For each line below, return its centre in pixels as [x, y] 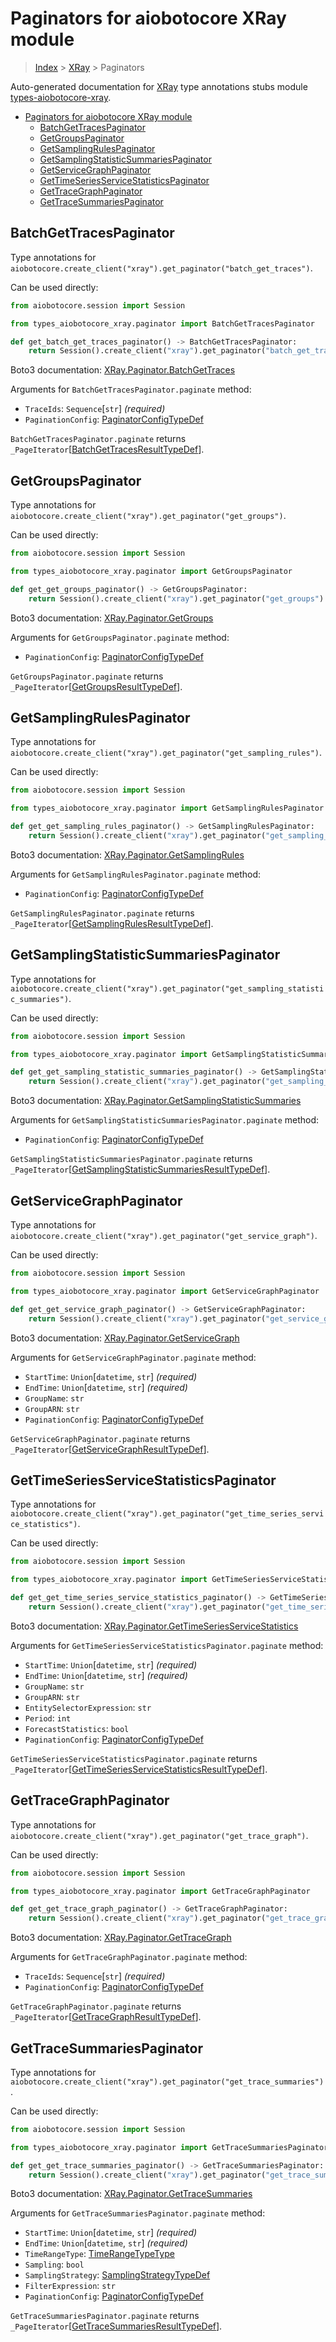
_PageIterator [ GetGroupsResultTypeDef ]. [96, 686]
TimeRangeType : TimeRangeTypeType [99, 2254]
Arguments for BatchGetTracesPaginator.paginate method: [131, 389]
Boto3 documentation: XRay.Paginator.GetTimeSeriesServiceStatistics [154, 1626]
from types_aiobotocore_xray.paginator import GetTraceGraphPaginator [160, 1891]
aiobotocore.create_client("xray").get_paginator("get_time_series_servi [167, 1514]
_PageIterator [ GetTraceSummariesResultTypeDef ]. [116, 2326]
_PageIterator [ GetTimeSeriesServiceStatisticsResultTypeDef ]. [139, 1769]
